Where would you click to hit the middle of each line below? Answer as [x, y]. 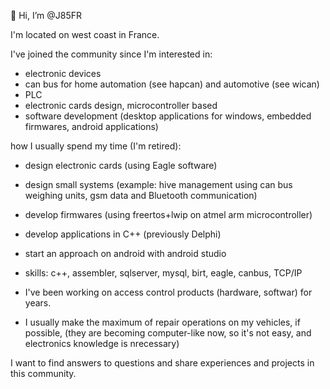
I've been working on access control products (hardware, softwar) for [168, 292]
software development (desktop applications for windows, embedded [168, 116]
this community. [43, 373]
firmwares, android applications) [91, 126]
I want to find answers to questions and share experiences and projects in [162, 363]
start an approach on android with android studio [125, 253]
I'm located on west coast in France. [85, 34]
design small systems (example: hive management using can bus [158, 184]
